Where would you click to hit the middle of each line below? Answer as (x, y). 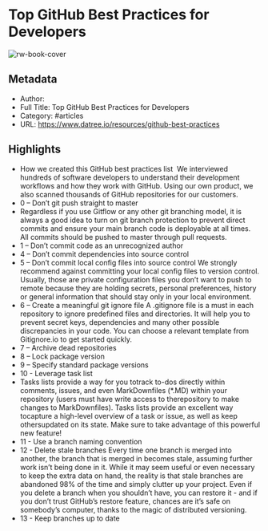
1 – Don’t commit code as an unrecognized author (102, 245)
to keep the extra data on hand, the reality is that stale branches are (132, 476)
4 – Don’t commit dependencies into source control (104, 253)
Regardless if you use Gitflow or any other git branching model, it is (131, 211)
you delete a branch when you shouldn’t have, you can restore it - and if (138, 492)
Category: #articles (52, 116)
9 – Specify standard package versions (84, 365)
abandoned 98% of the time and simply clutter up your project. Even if (136, 484)
